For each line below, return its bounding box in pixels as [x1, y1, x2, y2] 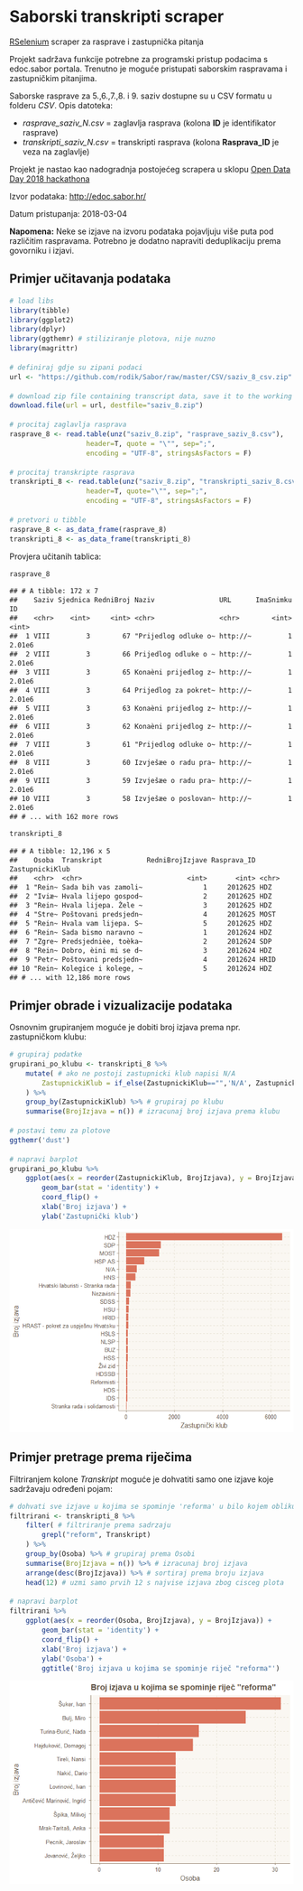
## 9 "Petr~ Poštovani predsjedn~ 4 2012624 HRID [9, 955, 277, 964]
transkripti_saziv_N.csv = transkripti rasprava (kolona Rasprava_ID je [22, 136, 280, 147]
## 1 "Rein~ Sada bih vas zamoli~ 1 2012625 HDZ [9, 883, 272, 892]
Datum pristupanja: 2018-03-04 [9, 208, 128, 219]
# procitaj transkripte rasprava [9, 468, 135, 477]
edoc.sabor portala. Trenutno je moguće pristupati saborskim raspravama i [9, 63, 288, 74]
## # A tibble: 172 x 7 [9, 587, 99, 596]
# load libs [9, 296, 54, 305]
